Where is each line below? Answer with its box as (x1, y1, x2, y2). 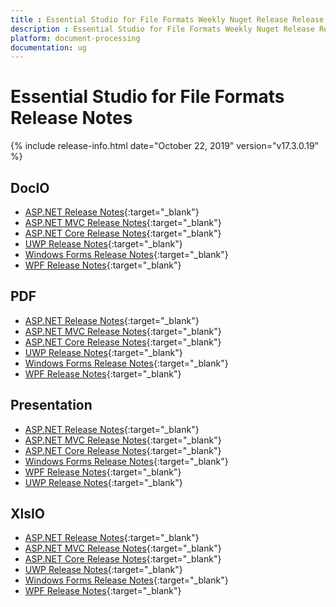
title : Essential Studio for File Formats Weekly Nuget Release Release (10, 14, 325, 25)
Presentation (10, 397, 93, 414)
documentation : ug (10, 42, 87, 53)
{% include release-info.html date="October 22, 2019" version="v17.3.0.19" (10, 140, 320, 152)
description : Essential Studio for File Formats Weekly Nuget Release (10, 24, 315, 34)
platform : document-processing (10, 33, 141, 43)
